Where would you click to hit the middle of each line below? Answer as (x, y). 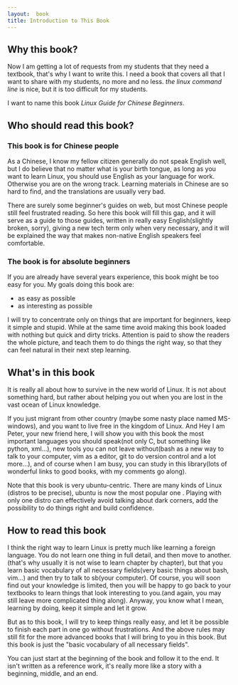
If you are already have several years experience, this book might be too (113, 277)
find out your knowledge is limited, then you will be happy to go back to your (119, 585)
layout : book (28, 14)
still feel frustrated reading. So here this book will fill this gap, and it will (112, 213)
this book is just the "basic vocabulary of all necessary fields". (98, 644)
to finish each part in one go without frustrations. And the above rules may (116, 629)
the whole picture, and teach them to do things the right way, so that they (115, 342)
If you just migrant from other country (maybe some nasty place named (112, 419)
